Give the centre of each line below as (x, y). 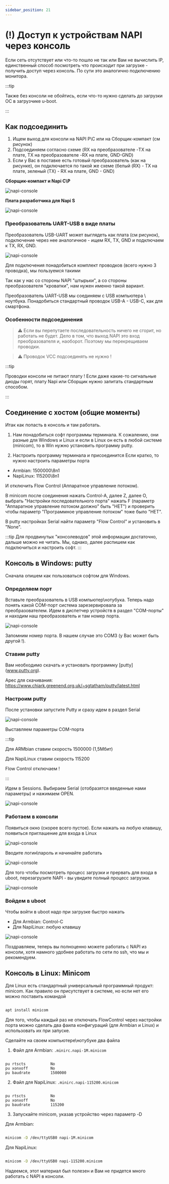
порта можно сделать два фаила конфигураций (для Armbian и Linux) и (82, 1025)
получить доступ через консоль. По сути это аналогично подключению (83, 70)
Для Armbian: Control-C (38, 922)
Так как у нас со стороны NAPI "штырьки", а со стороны (66, 280)
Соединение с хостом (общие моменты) (73, 413)
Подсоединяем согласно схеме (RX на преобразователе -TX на (81, 150)
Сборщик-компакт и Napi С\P (38, 181)
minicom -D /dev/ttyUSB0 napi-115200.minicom (54, 1161)
